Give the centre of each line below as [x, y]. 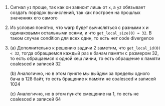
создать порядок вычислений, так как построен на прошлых [75, 12]
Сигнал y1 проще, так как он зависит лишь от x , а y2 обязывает [77, 7]
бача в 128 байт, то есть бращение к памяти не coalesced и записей [83, 79]
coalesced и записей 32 [35, 64]
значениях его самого [34, 18]
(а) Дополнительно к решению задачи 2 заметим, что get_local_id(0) [85, 48]
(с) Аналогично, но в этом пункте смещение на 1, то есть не [74, 94]
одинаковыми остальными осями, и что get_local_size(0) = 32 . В [81, 33]
